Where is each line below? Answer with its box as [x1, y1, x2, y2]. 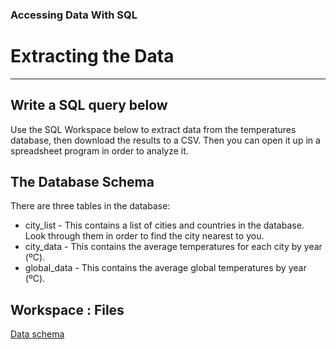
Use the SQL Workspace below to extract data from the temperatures [10, 123, 297, 135]
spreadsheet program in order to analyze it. [10, 144, 189, 157]
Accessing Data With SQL [10, 8, 138, 22]
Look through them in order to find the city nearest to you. [24, 230, 265, 242]
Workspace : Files [10, 301, 125, 318]
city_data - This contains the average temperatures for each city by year [24, 241, 323, 253]
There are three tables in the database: [10, 200, 171, 212]
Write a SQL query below [10, 97, 168, 114]
